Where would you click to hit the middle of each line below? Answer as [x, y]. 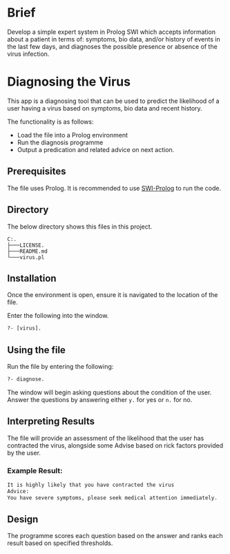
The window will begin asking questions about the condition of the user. [109, 392]
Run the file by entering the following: [60, 366]
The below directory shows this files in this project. [80, 227]
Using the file [36, 350]
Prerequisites [37, 172]
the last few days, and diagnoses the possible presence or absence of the [112, 46]
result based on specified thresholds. [60, 543]
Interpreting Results [51, 422]
